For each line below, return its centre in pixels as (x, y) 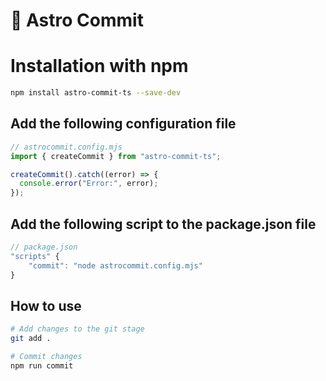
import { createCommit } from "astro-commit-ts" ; (116, 156)
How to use (46, 305)
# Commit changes (46, 357)
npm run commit (42, 365)
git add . (31, 339)
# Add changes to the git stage (77, 329)
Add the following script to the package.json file (163, 224)
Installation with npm (99, 66)
